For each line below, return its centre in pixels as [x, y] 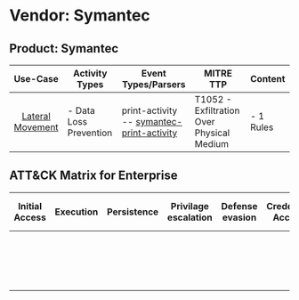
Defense [239, 206]
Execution [77, 212]
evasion [239, 217]
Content [268, 79]
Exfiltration [217, 110]
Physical [212, 133]
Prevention [90, 133]
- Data [81, 110]
